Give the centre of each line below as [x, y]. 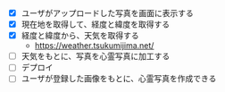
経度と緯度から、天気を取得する [80, 36]
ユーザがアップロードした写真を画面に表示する [107, 13]
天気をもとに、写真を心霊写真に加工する [96, 56]
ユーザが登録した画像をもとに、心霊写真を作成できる [119, 79]
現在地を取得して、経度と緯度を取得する [96, 24]
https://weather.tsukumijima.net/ [94, 46]
